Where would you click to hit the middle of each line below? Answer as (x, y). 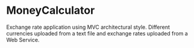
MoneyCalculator (51, 10)
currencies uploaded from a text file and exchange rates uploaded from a (97, 33)
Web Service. (23, 40)
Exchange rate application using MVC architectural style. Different (88, 27)
